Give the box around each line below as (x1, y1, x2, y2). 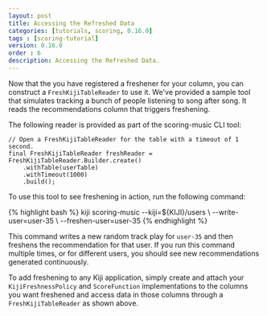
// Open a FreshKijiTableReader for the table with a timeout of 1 (8, 135, 240, 143)
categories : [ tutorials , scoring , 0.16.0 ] (8, 27, 153, 35)
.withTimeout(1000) (23, 170, 88, 179)
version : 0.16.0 (8, 42, 63, 50)
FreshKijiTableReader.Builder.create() (8, 156, 142, 165)
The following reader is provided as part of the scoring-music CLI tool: (8, 120, 242, 129)
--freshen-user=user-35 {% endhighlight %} (60, 215, 208, 225)
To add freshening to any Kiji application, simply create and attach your (8, 273, 244, 282)
